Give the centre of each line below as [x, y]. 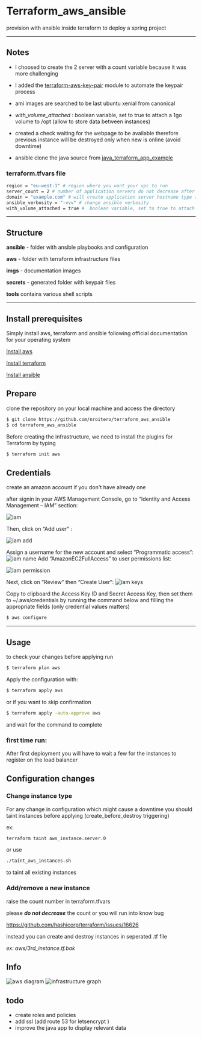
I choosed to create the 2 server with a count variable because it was [100, 67]
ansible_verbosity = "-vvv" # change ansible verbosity [78, 203]
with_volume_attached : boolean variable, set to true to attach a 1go [98, 115]
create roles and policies [45, 1015]
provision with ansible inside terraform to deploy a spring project [86, 28]
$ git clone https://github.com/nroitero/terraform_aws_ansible [88, 419]
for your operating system [38, 340]
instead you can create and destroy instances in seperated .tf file [87, 936]
